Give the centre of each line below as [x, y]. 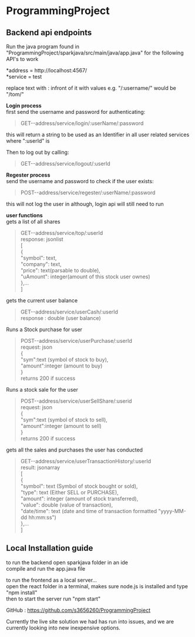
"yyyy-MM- [172, 511]
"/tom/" [15, 94]
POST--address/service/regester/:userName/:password [88, 193]
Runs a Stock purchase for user [44, 329]
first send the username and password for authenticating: [76, 112]
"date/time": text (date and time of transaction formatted [89, 511]
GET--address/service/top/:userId [62, 233]
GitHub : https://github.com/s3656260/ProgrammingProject [78, 610]
